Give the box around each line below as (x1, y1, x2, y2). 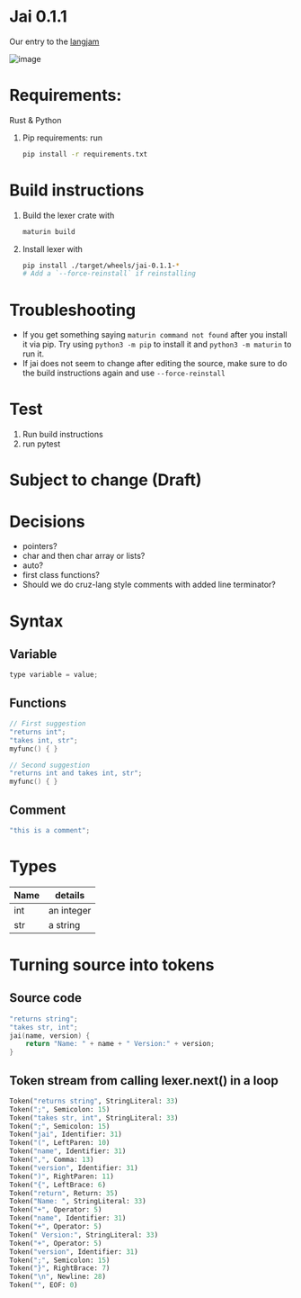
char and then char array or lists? (22, 551, 146, 562)
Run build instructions (22, 429, 103, 440)
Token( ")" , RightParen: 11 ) (9, 1172, 115, 1181)
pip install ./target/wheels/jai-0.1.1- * (22, 261, 181, 270)
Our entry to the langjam (9, 36, 100, 47)
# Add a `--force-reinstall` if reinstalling (22, 269, 196, 278)
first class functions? (22, 570, 101, 581)
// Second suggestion (9, 761, 91, 770)
